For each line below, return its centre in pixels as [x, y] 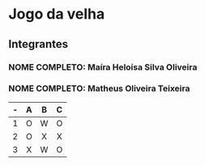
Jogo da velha [57, 14]
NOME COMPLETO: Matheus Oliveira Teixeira [99, 88]
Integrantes [38, 44]
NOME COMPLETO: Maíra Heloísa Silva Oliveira [103, 67]
